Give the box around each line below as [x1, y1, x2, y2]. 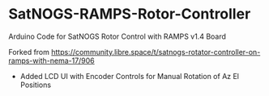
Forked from [8, 47, 50, 56]
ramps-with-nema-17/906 [8, 56, 95, 65]
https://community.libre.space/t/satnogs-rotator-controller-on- [51, 47, 261, 56]
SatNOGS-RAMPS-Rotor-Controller [8, 5, 251, 23]
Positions [19, 80, 51, 90]
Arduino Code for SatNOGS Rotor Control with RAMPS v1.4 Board [8, 31, 227, 41]
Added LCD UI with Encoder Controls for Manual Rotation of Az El [19, 71, 240, 81]
